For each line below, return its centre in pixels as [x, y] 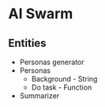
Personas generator [52, 62]
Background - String [64, 79]
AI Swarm [41, 14]
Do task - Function [62, 87]
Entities [27, 43]
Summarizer [39, 96]
